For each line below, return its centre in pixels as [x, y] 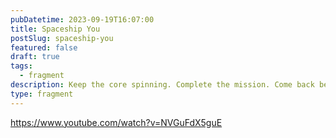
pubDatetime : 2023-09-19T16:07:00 [82, 19]
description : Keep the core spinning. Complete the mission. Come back [162, 85]
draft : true [35, 57]
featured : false [44, 47]
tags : [21, 66]
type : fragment [42, 94]
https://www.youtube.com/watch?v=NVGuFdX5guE [116, 122]
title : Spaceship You [55, 29]
